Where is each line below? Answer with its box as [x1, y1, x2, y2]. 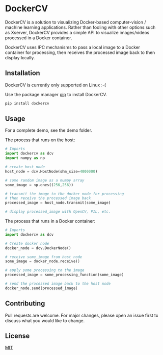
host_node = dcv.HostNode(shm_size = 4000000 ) [5, 169, 98, 174]
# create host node [5, 165, 45, 170]
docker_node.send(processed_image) [5, 285, 78, 291]
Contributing [5, 300, 45, 308]
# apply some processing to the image [5, 268, 84, 273]
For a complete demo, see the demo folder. [5, 127, 92, 133]
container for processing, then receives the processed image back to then [5, 50, 155, 55]
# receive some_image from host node [5, 254, 82, 259]
